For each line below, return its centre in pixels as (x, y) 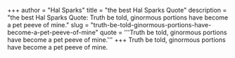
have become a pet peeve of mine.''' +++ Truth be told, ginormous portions (117, 40)
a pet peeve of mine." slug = (48, 25)
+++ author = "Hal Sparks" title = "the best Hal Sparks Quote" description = (117, 10)
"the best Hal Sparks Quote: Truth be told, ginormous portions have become (118, 17)
